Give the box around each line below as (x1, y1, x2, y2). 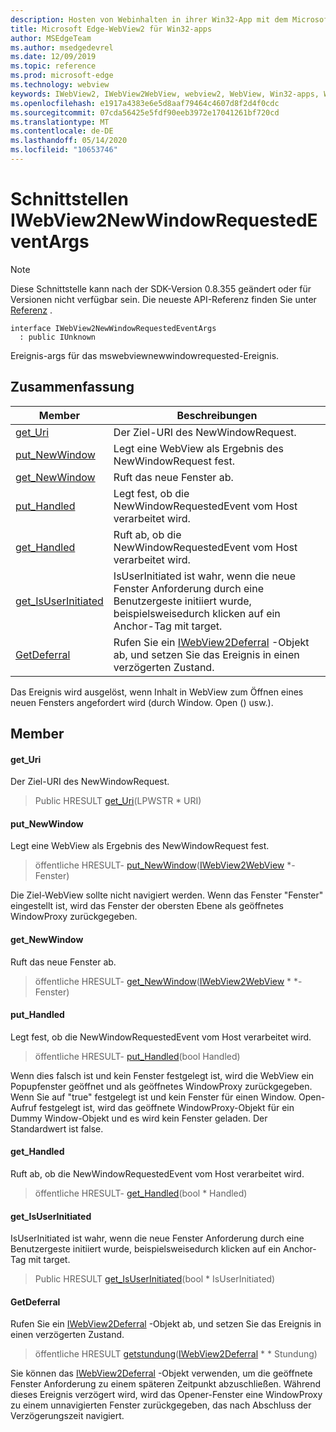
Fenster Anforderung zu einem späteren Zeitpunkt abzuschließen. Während (10, 1378, 322, 1390)
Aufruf (10, 1101, 37, 1113)
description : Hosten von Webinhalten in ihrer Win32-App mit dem (10, 14, 288, 25)
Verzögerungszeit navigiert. (10, 1410, 125, 1422)
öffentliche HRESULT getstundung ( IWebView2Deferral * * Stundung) (34, 1348, 318, 1360)
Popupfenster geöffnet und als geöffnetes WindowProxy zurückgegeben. (10, 1080, 313, 1092)
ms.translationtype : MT (10, 117, 110, 127)
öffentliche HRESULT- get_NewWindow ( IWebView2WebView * (34, 975, 292, 987)
